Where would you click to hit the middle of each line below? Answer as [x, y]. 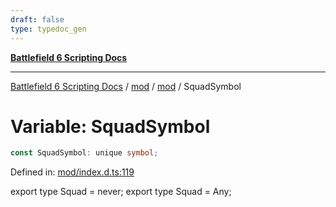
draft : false [37, 19]
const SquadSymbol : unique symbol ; [84, 153]
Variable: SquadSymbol [110, 126]
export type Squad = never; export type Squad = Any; [121, 192]
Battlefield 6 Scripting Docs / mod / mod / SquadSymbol [126, 86]
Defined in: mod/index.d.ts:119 [72, 172]
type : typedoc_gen [48, 29]
